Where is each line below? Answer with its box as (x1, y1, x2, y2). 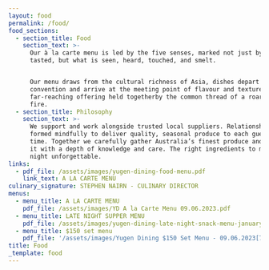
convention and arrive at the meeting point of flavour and (29, 85, 235, 93)
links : (8, 159, 30, 168)
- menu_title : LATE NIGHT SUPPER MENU (15, 212, 146, 220)
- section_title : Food (15, 34, 91, 42)
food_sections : (8, 26, 59, 34)
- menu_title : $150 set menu (15, 227, 113, 235)
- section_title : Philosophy (15, 107, 113, 116)
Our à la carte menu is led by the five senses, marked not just (29, 49, 252, 57)
